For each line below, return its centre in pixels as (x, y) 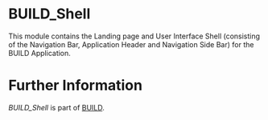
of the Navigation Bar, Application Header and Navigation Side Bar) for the (131, 44)
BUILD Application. (39, 53)
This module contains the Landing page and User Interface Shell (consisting (134, 36)
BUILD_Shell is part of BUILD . (56, 107)
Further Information (76, 86)
